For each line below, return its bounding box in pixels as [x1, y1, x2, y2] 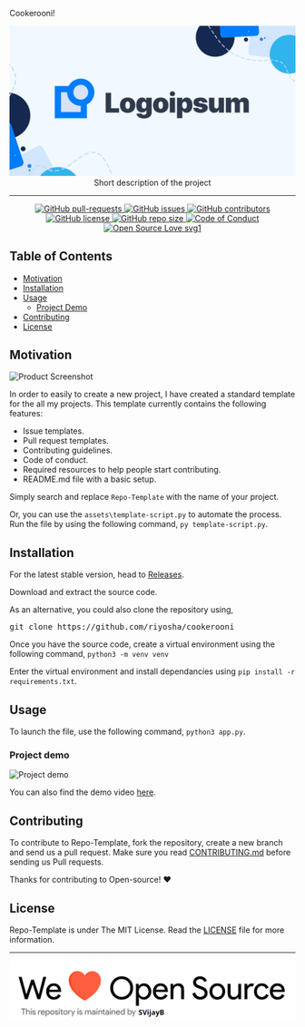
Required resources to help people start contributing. [22, 465, 221, 475]
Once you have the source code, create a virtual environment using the [9, 639, 275, 650]
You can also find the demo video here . [9, 787, 156, 797]
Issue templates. [22, 425, 84, 436]
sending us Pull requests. [9, 856, 104, 867]
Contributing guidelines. [22, 445, 113, 456]
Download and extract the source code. [9, 587, 158, 598]
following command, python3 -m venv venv [9, 649, 170, 660]
